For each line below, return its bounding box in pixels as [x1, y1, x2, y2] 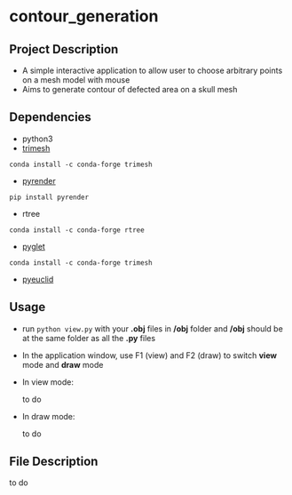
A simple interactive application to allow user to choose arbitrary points [21, 65, 283, 76]
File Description [9, 454, 99, 469]
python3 [21, 133, 53, 144]
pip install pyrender [9, 193, 90, 202]
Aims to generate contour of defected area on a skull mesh [21, 84, 238, 94]
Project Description [9, 42, 119, 57]
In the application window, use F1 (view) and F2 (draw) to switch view [21, 349, 278, 361]
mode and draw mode [21, 359, 104, 370]
